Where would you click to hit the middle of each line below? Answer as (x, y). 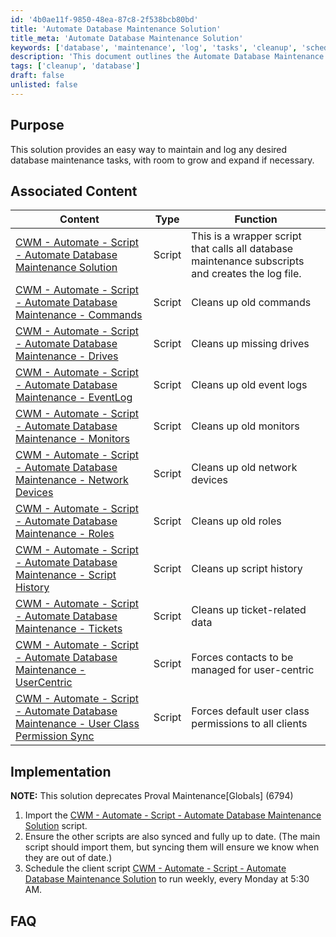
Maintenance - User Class (77, 724)
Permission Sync (55, 736)
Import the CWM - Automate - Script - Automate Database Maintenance (173, 815)
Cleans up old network (244, 468)
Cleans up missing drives (250, 344)
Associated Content (74, 191)
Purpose (37, 125)
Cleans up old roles (236, 521)
